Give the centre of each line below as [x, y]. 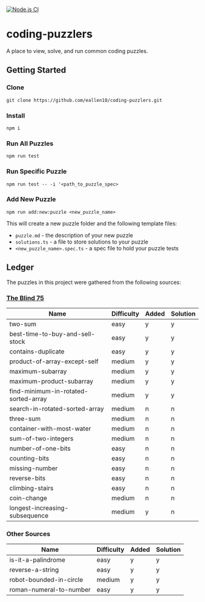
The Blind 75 [25, 298]
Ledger [20, 268]
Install [16, 115]
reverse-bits [27, 478]
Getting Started [36, 70]
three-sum [25, 418]
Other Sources [28, 534]
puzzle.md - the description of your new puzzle [74, 235]
